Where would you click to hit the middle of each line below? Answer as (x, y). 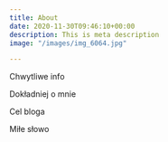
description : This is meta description (84, 34)
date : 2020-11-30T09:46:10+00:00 (72, 26)
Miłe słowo (29, 129)
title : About (34, 18)
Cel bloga (27, 112)
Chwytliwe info (37, 77)
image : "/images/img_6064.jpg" (68, 43)
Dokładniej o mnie (43, 94)
